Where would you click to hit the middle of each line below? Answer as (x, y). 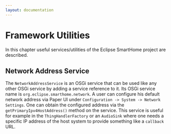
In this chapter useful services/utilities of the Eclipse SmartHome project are (86, 50)
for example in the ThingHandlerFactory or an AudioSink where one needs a (84, 116)
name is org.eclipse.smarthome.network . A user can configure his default (82, 94)
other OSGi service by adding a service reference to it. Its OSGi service (80, 89)
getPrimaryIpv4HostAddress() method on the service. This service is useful (84, 110)
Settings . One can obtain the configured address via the (65, 105)
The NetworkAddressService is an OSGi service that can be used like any (81, 83)
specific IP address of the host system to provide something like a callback (85, 121)
